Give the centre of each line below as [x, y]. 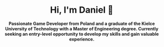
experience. [82, 39]
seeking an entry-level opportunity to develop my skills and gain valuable [82, 34]
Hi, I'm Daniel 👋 [82, 10]
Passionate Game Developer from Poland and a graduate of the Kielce [82, 23]
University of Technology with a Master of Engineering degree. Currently [82, 28]
